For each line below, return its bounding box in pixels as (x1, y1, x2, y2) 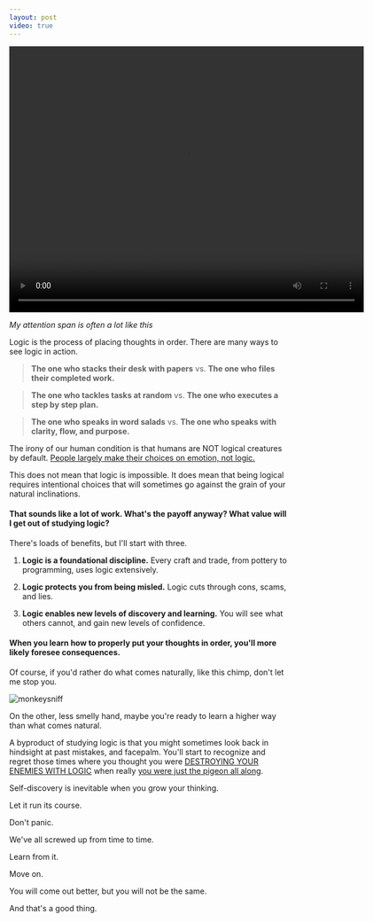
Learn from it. (9, 851, 59, 862)
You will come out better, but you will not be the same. (9, 886, 207, 896)
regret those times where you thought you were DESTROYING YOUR (9, 755, 259, 767)
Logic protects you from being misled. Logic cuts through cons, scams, (21, 582, 286, 592)
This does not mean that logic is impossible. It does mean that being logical (9, 469, 284, 480)
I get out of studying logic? (9, 518, 110, 528)
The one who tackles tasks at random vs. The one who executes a (30, 389, 279, 400)
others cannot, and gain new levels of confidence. (21, 617, 206, 628)
